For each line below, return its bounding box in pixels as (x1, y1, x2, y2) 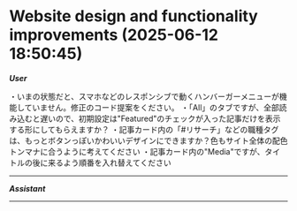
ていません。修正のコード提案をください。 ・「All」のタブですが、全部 (24, 102, 280, 112)
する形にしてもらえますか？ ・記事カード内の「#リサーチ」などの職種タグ (9, 124, 279, 134)
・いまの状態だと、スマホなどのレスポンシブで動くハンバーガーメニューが (9, 91, 280, 102)
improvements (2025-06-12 (9, 25, 219, 45)
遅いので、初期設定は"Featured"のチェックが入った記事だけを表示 (39, 113, 281, 124)
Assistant (9, 183, 46, 193)
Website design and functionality (9, 6, 258, 26)
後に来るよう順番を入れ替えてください (32, 157, 171, 168)
